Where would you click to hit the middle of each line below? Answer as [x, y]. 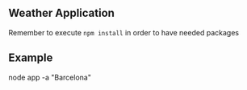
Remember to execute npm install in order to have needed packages [124, 32]
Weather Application [62, 13]
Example [31, 58]
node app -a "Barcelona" [50, 77]
